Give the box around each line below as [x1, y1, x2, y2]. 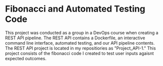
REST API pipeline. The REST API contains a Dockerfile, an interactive [5, 35, 145, 41]
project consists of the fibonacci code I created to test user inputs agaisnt [5, 50, 154, 56]
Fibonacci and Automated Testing [5, 3, 145, 15]
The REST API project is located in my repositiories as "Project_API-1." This [5, 45, 156, 51]
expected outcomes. [5, 55, 47, 61]
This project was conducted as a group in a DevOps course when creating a [5, 30, 159, 35]
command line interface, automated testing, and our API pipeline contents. [5, 40, 155, 46]
